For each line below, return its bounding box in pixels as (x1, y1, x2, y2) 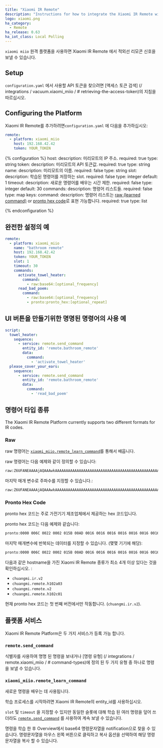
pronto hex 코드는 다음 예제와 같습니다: (5, 521, 80, 527)
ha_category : (5, 20, 32, 26)
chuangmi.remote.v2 (12, 586, 52, 591)
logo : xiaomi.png (5, 16, 40, 21)
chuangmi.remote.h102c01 (12, 591, 63, 596)
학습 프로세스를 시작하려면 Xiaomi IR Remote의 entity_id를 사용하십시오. (5, 699, 142, 705)
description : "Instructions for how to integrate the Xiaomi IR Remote (5, 12, 153, 17)
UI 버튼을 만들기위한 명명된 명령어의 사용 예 (5, 315, 126, 323)
